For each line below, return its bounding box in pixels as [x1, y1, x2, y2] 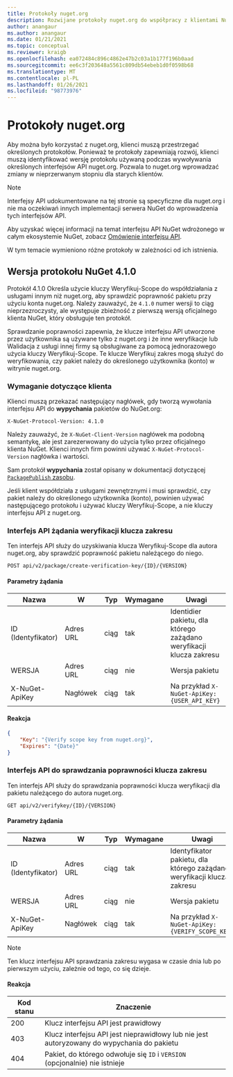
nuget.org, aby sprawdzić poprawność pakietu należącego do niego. [7, 549, 204, 557]
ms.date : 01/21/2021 [7, 36, 67, 43]
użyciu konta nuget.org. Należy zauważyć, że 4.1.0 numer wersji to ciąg [7, 299, 214, 307]
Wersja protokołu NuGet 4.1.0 [7, 266, 137, 278]
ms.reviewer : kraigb [7, 49, 67, 56]
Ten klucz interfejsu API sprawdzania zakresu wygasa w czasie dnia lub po [7, 957, 221, 965]
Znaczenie [115, 1002, 151, 1012]
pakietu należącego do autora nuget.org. [7, 788, 123, 797]
